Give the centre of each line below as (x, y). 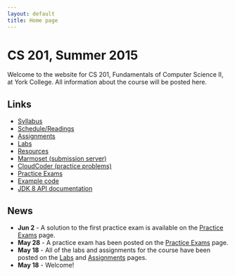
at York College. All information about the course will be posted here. (107, 82)
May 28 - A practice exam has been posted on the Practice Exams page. (123, 243)
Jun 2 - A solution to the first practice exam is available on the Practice (120, 228)
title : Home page (33, 20)
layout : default (31, 14)
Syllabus (30, 121)
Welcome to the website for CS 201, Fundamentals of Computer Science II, (115, 75)
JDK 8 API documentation (55, 189)
